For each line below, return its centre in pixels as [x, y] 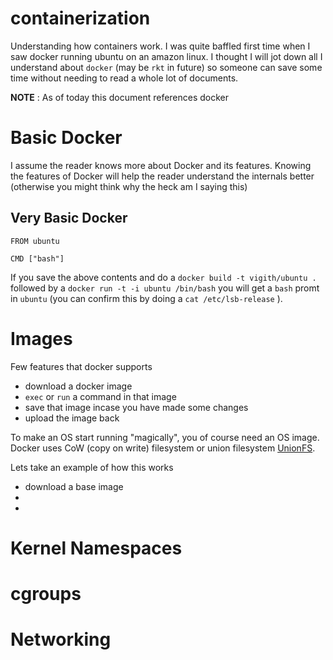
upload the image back [72, 418]
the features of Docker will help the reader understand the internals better [162, 176]
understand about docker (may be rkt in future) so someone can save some [166, 67]
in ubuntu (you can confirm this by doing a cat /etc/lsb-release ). [146, 298]
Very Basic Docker [69, 218]
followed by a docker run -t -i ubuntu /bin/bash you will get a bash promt [165, 288]
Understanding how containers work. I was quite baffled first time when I [160, 46]
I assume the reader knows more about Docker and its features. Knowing [161, 165]
